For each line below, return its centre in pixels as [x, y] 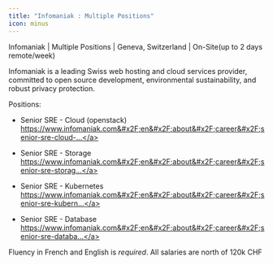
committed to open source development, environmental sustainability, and [132, 80]
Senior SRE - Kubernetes [62, 186]
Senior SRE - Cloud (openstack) [74, 119]
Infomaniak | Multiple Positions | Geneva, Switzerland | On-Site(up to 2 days [135, 46]
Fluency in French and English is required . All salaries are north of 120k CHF [135, 252]
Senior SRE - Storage [56, 153]
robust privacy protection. [52, 88]
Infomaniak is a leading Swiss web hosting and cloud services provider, [128, 71]
